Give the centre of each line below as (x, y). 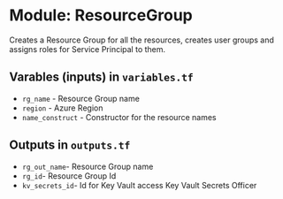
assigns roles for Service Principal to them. (88, 49)
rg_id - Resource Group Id (69, 176)
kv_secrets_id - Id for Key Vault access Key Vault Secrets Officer (139, 185)
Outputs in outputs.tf (70, 145)
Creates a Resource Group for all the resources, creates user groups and (141, 40)
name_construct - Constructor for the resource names (119, 117)
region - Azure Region (62, 108)
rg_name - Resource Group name (80, 98)
